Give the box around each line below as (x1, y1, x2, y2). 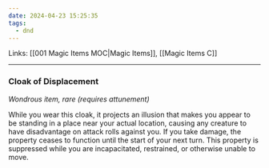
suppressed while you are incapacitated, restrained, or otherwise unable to (8, 143, 256, 153)
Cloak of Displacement (8, 76, 98, 87)
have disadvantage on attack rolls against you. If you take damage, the (8, 126, 242, 136)
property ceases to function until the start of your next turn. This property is (8, 135, 259, 145)
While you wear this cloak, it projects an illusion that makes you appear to (8, 110, 251, 119)
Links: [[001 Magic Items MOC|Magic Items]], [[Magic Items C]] (8, 49, 218, 58)
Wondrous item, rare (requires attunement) (8, 94, 150, 104)
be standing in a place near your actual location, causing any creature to (8, 118, 247, 128)
